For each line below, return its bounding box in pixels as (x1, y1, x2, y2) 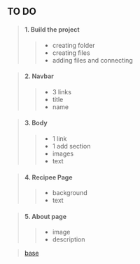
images (52, 149, 74, 158)
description (52, 235, 85, 244)
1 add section (52, 142, 91, 150)
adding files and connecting (52, 56, 133, 64)
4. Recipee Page (24, 172, 73, 182)
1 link (52, 134, 67, 143)
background (52, 189, 87, 197)
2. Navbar (24, 72, 54, 80)
